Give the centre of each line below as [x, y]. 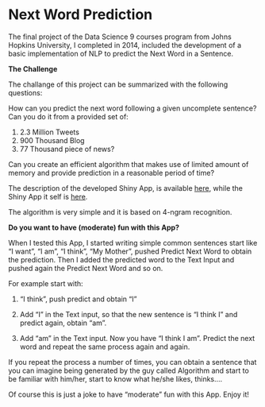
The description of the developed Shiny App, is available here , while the [126, 188]
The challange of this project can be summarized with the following [118, 84]
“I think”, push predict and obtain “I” [78, 299]
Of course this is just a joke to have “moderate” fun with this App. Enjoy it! [129, 394]
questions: [25, 92]
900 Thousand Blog [52, 140]
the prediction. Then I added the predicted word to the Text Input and [121, 259]
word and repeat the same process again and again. [105, 347]
